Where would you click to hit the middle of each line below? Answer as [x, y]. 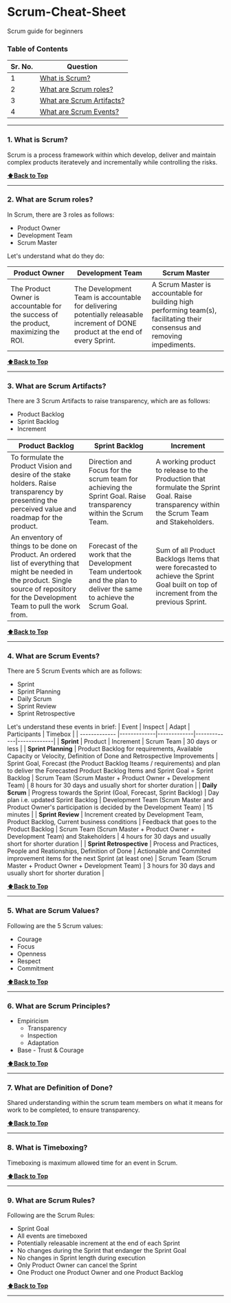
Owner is [25, 297]
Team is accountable [108, 297]
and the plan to [113, 581]
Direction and [110, 462]
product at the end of [108, 332]
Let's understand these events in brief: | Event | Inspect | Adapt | [99, 727]
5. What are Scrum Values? [53, 911]
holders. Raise [33, 484]
